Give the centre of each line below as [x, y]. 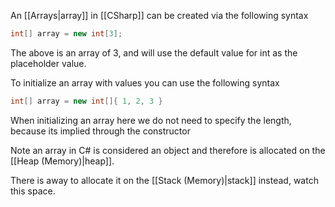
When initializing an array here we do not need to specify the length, [151, 120]
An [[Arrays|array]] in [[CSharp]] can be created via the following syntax [159, 15]
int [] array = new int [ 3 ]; [66, 34]
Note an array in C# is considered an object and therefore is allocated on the [168, 150]
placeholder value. [48, 63]
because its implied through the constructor [100, 131]
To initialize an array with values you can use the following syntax [145, 82]
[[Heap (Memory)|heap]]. [62, 161]
